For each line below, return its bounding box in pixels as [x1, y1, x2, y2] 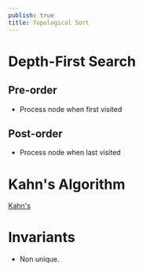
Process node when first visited [19, 104, 123, 114]
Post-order [8, 127, 63, 140]
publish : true [8, 11, 55, 20]
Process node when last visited [19, 148, 121, 157]
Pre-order [8, 84, 57, 97]
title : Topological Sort [8, 19, 90, 27]
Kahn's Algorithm [8, 175, 126, 193]
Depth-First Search [8, 52, 136, 70]
